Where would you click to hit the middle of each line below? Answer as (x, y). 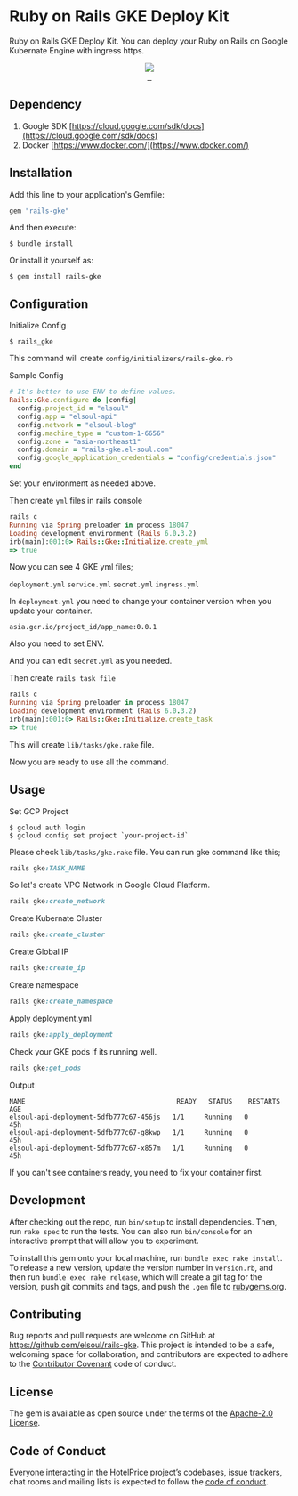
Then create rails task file (62, 678)
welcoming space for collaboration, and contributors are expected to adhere (149, 1354)
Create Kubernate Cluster (56, 918)
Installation (41, 173)
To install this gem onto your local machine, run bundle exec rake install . (146, 1257)
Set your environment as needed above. (82, 483)
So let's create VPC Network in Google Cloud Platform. (110, 885)
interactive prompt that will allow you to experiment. (104, 1241)
